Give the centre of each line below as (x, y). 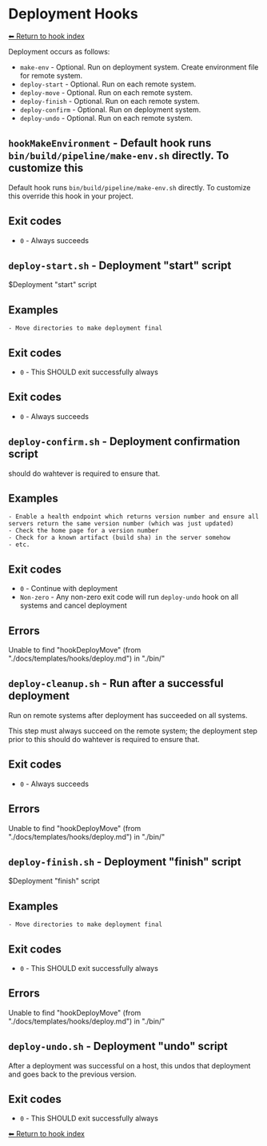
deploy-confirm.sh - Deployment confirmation (124, 442)
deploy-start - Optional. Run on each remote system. (108, 84)
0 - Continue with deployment (69, 589)
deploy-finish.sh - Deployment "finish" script (125, 862)
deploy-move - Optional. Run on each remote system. (106, 92)
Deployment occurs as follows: (59, 51)
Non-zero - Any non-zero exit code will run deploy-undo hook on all (129, 597)
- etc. (19, 545)
